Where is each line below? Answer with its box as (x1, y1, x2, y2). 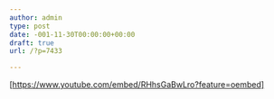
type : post (9, 22, 51, 31)
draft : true (9, 38, 54, 48)
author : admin (9, 13, 63, 22)
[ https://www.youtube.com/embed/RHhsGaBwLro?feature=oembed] (9, 79, 265, 90)
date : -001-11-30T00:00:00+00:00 (9, 30, 136, 39)
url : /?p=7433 (9, 47, 63, 56)
